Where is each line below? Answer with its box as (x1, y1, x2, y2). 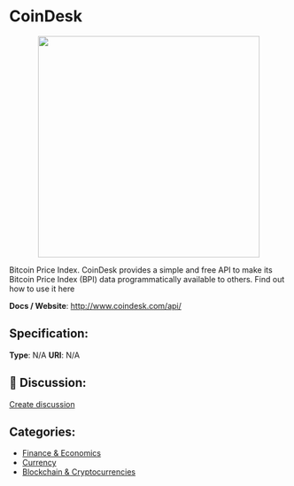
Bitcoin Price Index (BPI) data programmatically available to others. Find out (9, 274, 285, 284)
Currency (21, 458, 57, 468)
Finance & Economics (21, 448, 102, 459)
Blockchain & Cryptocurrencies (21, 467, 135, 477)
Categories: (9, 424, 76, 439)
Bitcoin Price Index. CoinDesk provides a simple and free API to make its (9, 264, 273, 275)
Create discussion (9, 398, 75, 409)
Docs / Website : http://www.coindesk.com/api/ (9, 300, 182, 311)
